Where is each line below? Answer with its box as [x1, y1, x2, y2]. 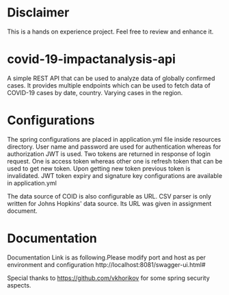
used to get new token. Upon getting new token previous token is [7, 164, 191, 172]
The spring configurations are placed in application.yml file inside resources [7, 135, 221, 143]
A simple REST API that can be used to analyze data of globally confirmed [7, 74, 215, 82]
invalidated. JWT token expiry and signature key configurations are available [7, 171, 223, 179]
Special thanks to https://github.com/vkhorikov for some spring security [7, 274, 210, 282]
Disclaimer [7, 5, 70, 21]
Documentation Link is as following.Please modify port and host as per [7, 253, 206, 261]
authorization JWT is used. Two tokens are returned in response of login [7, 149, 211, 158]
